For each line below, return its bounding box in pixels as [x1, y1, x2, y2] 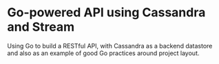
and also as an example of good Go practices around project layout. [7, 49, 200, 57]
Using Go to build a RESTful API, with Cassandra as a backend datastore [7, 42, 213, 50]
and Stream [7, 19, 75, 35]
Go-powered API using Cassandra [7, 5, 206, 20]
